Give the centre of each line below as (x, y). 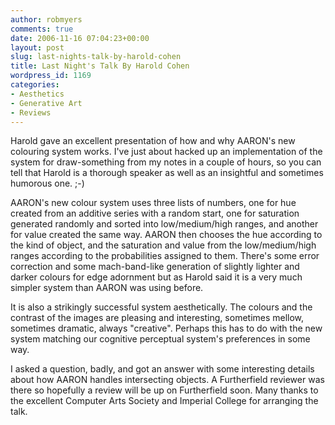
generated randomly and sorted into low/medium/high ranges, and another (164, 224)
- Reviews (31, 112)
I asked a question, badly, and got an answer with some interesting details (162, 369)
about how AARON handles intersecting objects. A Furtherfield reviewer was (167, 380)
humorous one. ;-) (47, 183)
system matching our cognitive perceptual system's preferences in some (160, 339)
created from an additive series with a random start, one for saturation (155, 213)
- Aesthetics (37, 94)
